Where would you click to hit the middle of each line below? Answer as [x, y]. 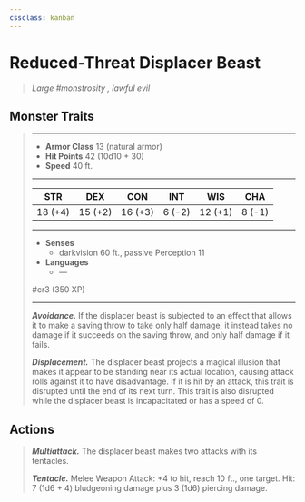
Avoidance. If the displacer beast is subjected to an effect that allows [162, 316]
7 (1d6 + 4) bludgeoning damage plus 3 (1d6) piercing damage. [149, 488]
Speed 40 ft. [69, 166]
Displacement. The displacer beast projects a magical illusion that [156, 362]
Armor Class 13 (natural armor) [104, 147]
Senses [59, 243]
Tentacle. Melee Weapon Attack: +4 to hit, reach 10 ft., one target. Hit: [163, 478]
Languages [67, 262]
